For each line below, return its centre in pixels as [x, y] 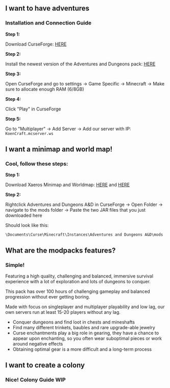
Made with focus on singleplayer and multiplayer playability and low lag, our [85, 307]
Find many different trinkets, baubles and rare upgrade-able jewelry [84, 328]
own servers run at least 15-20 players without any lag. [63, 312]
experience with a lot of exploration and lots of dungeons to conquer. [78, 282]
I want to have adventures [47, 8]
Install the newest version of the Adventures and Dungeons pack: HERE [80, 64]
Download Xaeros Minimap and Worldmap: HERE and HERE [68, 185]
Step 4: [13, 99]
